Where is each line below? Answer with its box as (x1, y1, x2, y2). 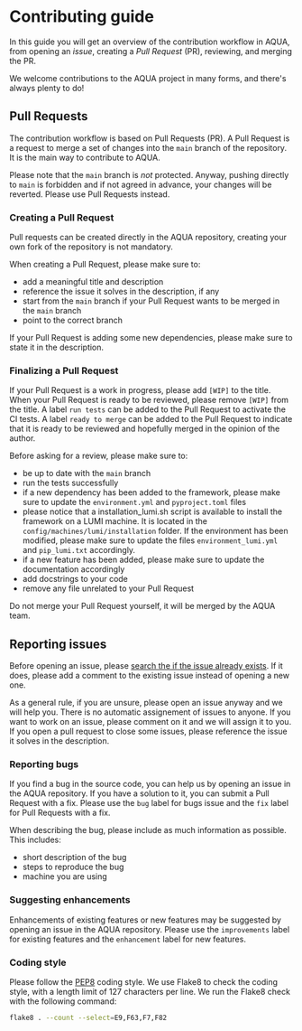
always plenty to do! (9, 82, 85, 93)
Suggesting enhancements (9, 894, 131, 906)
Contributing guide (9, 6, 155, 27)
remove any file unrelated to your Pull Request (22, 583, 195, 594)
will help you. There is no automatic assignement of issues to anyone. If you (9, 707, 291, 717)
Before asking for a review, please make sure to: (9, 450, 188, 462)
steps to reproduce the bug (22, 861, 124, 873)
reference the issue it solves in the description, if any (22, 286, 220, 297)
